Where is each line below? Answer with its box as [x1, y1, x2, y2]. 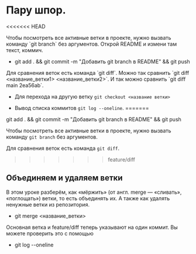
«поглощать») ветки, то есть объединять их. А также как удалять [6, 194, 170, 202]
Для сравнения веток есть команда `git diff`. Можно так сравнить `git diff [6, 69, 190, 76]
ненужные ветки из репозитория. [6, 201, 90, 208]
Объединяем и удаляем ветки [6, 173, 123, 183]
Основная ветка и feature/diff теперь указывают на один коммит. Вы [6, 224, 178, 231]
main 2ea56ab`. [6, 81, 44, 88]
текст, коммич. [6, 46, 43, 53]
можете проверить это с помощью [6, 229, 94, 237]
